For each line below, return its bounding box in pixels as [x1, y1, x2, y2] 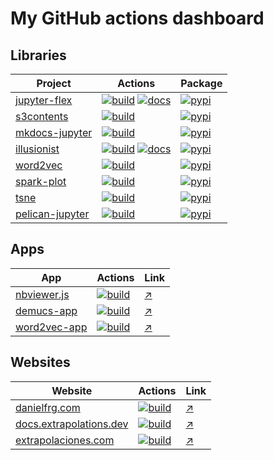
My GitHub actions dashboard [10, 7, 265, 30]
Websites [10, 354, 71, 371]
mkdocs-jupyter [15, 126, 93, 139]
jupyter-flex [15, 93, 73, 107]
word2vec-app [15, 320, 88, 334]
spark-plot [15, 175, 67, 188]
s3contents [15, 110, 69, 123]
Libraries [10, 47, 67, 64]
